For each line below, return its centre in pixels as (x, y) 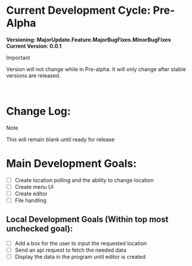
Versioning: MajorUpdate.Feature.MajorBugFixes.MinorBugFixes (89, 39)
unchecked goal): (40, 229)
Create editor (31, 193)
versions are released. (33, 75)
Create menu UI (34, 186)
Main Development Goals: (72, 163)
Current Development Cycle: (78, 10)
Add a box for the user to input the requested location (81, 243)
